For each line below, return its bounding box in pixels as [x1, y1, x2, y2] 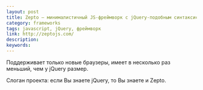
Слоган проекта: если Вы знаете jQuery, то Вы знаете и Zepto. [6, 76, 166, 84]
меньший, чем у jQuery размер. [6, 65, 89, 72]
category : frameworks [6, 20, 61, 26]
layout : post [6, 8, 39, 15]
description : [6, 37, 39, 43]
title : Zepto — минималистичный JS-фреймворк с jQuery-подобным [6, 14, 172, 20]
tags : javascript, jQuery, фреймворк [6, 25, 101, 32]
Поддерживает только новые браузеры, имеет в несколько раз [6, 58, 171, 66]
